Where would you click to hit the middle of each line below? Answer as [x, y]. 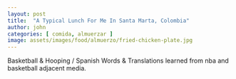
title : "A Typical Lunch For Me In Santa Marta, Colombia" [99, 21]
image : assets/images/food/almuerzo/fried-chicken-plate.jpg [100, 41]
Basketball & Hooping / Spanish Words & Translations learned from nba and [118, 60]
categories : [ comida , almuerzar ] [60, 34]
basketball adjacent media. [47, 68]
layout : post [27, 14]
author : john [27, 27]
